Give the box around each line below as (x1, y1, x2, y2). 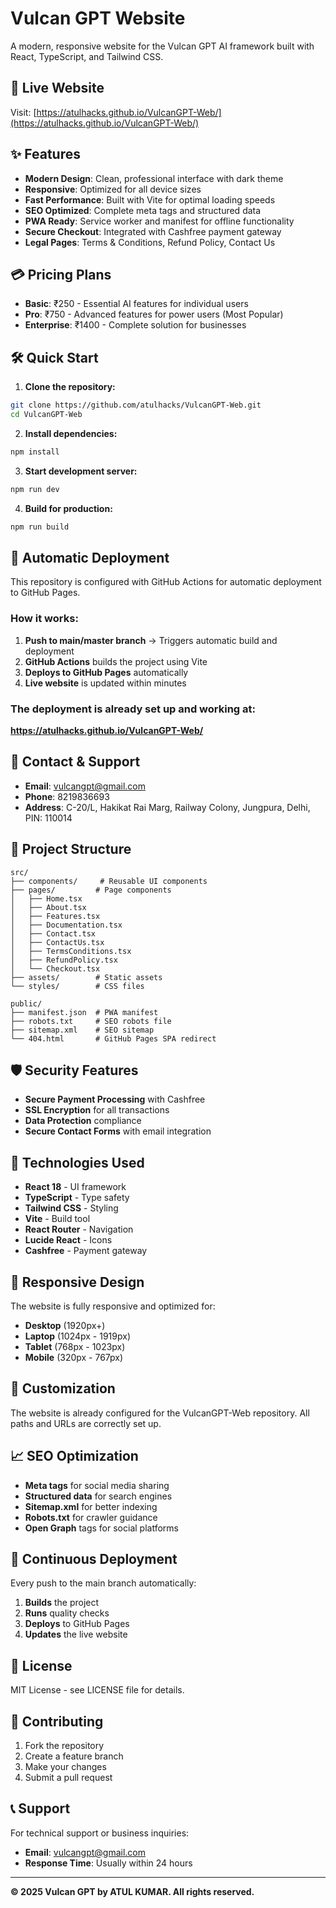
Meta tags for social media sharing (24, 1479, 170, 1491)
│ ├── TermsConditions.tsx (10, 946, 132, 956)
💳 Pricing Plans (10, 266, 112, 283)
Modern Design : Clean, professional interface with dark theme (24, 172, 284, 184)
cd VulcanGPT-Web (10, 410, 83, 420)
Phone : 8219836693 (24, 790, 110, 802)
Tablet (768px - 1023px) (24, 1341, 126, 1353)
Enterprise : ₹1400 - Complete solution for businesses (24, 319, 247, 331)
